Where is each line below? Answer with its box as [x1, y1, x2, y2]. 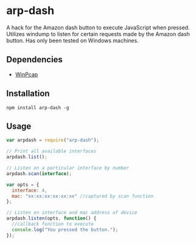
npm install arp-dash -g [6, 104, 69, 110]
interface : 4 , [12, 187, 47, 193]
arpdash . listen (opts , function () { [6, 215, 97, 221]
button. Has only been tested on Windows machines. [6, 37, 139, 44]
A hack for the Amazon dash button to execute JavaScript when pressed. [6, 24, 190, 31]
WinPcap [15, 71, 38, 78]
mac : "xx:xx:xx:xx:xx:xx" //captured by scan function [12, 193, 154, 199]
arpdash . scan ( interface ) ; [6, 170, 72, 177]
